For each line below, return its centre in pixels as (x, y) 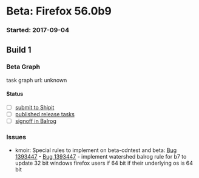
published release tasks (45, 114)
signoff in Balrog (35, 121)
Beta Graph (23, 67)
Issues (16, 137)
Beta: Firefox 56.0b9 (59, 11)
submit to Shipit (35, 107)
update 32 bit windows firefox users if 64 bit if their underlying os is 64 (104, 163)
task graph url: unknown (37, 80)
